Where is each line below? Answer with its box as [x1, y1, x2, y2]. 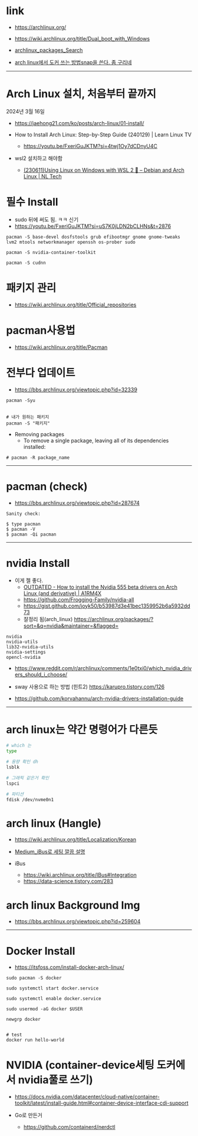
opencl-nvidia [6, 654, 41, 660]
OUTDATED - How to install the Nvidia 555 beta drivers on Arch [23, 583, 178, 590]
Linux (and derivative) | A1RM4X [23, 589, 102, 597]
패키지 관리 [6, 282, 57, 295]
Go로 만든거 [14, 1112, 43, 1119]
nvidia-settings [6, 649, 46, 655]
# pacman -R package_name [6, 455, 70, 461]
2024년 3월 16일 [6, 107, 45, 115]
